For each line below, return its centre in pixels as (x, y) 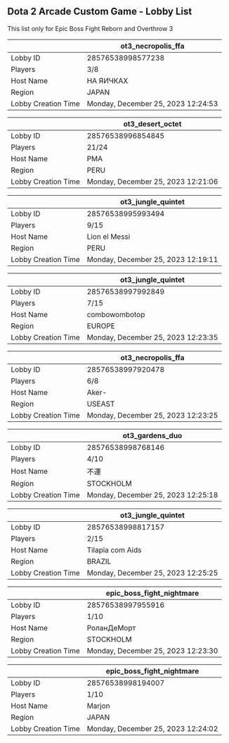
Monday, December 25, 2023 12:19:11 (152, 259)
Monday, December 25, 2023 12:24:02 (152, 728)
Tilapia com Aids (114, 550)
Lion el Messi (109, 237)
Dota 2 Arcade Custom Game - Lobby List (100, 12)
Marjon (98, 706)
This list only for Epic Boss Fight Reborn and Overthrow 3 (90, 28)
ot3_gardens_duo (152, 435)
